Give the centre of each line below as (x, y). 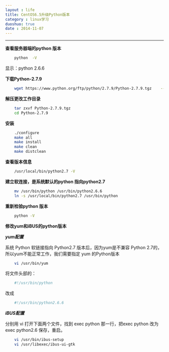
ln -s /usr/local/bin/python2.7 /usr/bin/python (66, 196)
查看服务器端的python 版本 (33, 48)
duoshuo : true (20, 24)
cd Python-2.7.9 (31, 113)
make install (28, 142)
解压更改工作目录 (23, 98)
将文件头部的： (21, 273)
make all (23, 137)
